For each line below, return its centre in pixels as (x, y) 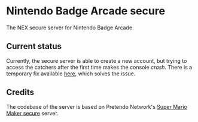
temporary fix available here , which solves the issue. (71, 74)
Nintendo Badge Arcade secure (86, 11)
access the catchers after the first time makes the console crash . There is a (99, 67)
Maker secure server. (32, 113)
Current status (34, 46)
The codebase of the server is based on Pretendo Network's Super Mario (97, 106)
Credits (20, 92)
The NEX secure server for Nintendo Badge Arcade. (70, 28)
